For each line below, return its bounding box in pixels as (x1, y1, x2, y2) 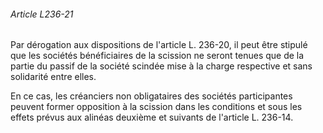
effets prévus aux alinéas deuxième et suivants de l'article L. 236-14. (10, 111, 294, 124)
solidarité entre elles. (10, 71, 97, 83)
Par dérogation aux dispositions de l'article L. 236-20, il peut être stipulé (10, 39, 308, 51)
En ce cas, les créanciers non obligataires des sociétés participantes (10, 90, 293, 102)
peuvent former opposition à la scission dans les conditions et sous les (10, 101, 303, 113)
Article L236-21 (10, 8, 74, 20)
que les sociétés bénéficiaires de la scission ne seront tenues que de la (10, 50, 305, 62)
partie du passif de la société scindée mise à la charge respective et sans (10, 60, 313, 72)
